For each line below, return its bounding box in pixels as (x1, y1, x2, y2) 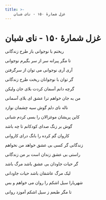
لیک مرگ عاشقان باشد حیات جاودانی (5, 170, 71, 176)
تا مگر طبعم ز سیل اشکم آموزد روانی (5, 189, 72, 195)
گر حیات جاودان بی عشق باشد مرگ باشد (5, 161, 79, 167)
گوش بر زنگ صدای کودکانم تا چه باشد (5, 123, 73, 129)
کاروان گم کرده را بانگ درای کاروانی (5, 133, 70, 138)
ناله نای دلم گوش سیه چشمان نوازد (5, 105, 68, 110)
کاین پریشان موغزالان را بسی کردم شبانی (5, 114, 80, 120)
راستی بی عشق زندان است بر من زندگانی (5, 152, 80, 157)
